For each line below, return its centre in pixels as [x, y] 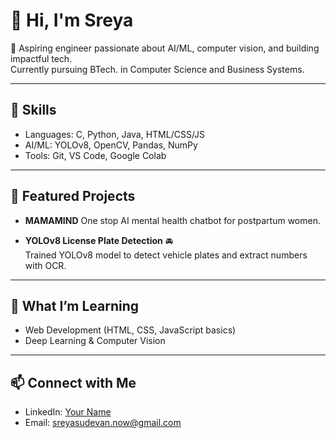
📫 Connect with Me [73, 382]
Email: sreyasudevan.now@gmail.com [103, 423]
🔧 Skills [33, 110]
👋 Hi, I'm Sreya [72, 20]
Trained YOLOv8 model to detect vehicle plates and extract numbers [166, 255]
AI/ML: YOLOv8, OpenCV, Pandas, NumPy [111, 145]
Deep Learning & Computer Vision [95, 341]
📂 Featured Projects [73, 196]
